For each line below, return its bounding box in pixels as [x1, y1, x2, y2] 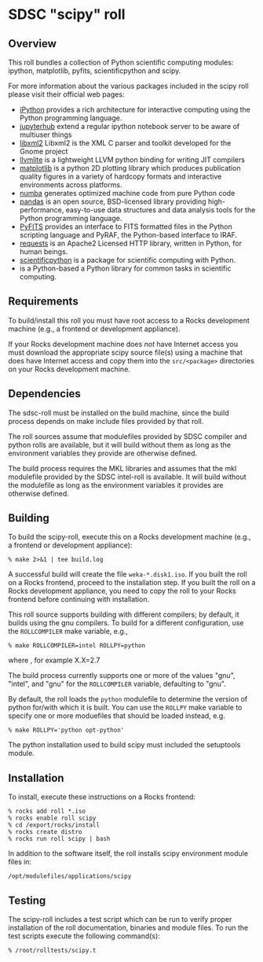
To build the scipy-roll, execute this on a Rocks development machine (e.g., [8, 533, 251, 542]
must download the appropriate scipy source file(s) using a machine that [8, 348, 243, 357]
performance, [19, 205, 64, 214]
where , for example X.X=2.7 [8, 655, 100, 665]
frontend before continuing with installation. [8, 595, 150, 604]
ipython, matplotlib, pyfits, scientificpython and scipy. [8, 66, 181, 76]
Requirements [8, 295, 79, 308]
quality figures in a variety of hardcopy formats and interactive [19, 171, 222, 181]
